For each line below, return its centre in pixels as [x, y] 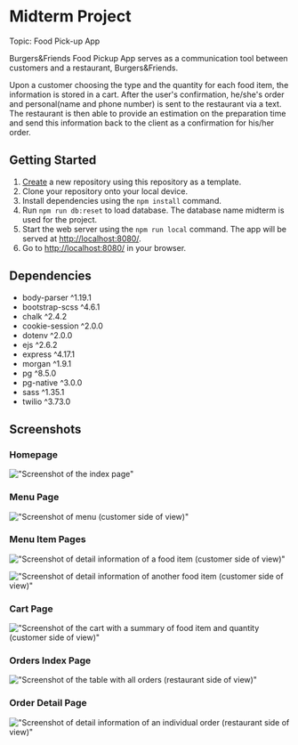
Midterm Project [70, 16]
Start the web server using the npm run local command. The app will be [154, 229]
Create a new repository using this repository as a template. [132, 182]
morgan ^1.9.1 [47, 363]
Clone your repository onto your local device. [105, 191]
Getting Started [53, 161]
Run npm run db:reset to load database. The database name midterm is [153, 210]
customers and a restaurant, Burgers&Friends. [94, 68]
